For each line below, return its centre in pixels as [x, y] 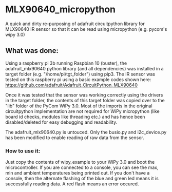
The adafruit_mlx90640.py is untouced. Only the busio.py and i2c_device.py [86, 132]
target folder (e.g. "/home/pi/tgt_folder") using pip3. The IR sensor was [80, 74]
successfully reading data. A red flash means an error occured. [72, 184]
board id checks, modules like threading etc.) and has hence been [75, 117]
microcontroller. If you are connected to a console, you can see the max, [82, 167]
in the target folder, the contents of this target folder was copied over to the [85, 100]
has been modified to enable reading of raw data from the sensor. [75, 138]
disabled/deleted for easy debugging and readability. [61, 122]
